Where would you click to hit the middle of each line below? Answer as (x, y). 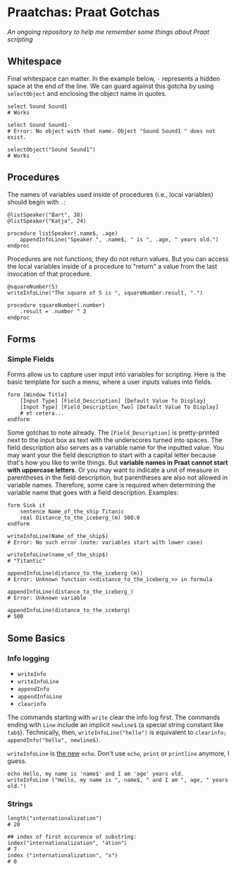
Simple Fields (31, 359)
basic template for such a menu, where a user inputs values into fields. (110, 382)
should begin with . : (37, 202)
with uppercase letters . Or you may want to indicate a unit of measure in (113, 470)
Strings (20, 803)
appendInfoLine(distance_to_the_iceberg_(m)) (75, 573)
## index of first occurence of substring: (72, 837)
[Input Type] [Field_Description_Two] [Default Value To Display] (119, 407)
